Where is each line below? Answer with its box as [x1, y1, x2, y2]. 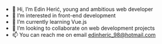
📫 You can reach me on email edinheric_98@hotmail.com [11, 32, 156, 38]
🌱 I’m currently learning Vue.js [11, 18, 87, 25]
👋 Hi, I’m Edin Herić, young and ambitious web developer [11, 6, 154, 12]
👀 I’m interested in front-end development [11, 12, 116, 19]
